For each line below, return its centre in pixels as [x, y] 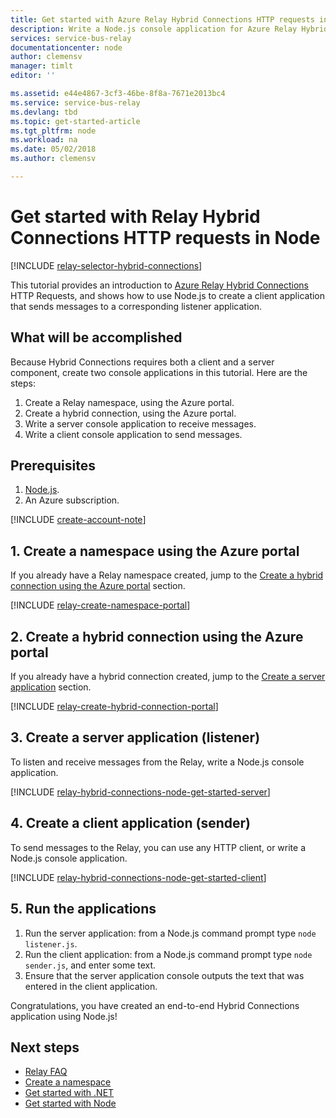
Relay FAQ [46, 1072]
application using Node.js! [64, 1016]
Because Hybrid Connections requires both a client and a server [142, 362]
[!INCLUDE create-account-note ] [78, 520]
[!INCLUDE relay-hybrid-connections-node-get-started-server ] [140, 792]
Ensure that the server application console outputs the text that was [164, 975]
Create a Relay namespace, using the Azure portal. [129, 402]
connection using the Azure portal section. [98, 586]
